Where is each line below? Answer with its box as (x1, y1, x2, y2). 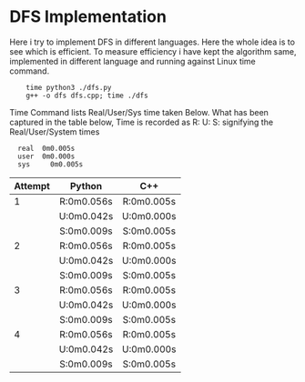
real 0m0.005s (17, 144, 76, 153)
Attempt (14, 179, 50, 192)
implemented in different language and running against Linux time (9, 55, 257, 66)
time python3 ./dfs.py (25, 83, 112, 92)
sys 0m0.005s (17, 159, 84, 169)
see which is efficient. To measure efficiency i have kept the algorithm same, (9, 45, 298, 56)
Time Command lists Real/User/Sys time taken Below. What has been (9, 106, 269, 117)
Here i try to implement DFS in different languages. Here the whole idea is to (9, 36, 296, 47)
